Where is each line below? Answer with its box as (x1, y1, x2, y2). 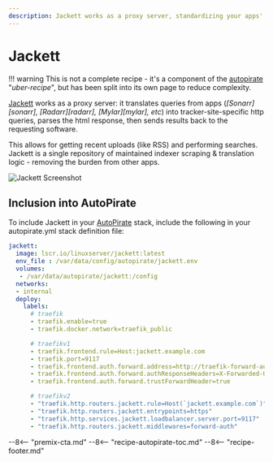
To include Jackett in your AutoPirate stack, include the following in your (8, 218, 251, 227)
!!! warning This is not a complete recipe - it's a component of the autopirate (8, 74, 264, 84)
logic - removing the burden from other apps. (8, 157, 160, 166)
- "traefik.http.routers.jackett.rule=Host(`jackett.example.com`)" (29, 399, 267, 408)
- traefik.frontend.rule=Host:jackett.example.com (29, 347, 206, 356)
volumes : (15, 265, 45, 273)
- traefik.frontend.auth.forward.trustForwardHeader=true (29, 378, 231, 386)
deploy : (15, 295, 42, 303)
